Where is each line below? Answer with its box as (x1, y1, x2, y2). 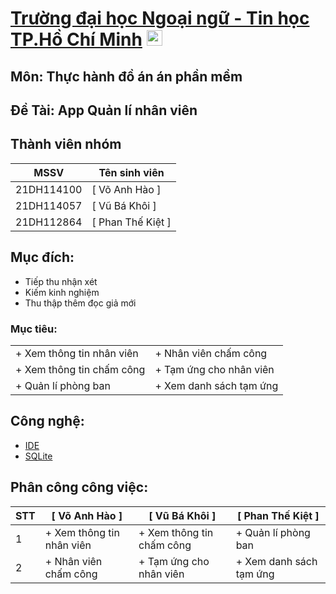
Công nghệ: (10, 413, 85, 430)
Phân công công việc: (10, 479, 149, 496)
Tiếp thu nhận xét (24, 275, 98, 287)
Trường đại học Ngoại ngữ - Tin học (10, 7, 310, 30)
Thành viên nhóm (10, 136, 122, 153)
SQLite (24, 450, 53, 462)
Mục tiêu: (10, 322, 58, 336)
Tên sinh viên (98, 165, 165, 179)
